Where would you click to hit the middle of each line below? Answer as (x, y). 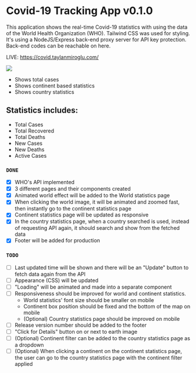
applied (24, 364)
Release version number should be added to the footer (80, 325)
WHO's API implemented (45, 182)
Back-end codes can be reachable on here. (58, 46)
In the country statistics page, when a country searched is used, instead (102, 222)
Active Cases (31, 155)
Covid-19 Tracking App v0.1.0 (80, 11)
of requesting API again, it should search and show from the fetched (97, 228)
